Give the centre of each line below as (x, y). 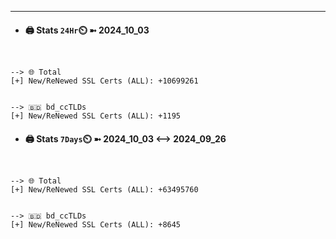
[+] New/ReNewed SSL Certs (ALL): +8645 (96, 225)
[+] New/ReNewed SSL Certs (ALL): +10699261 (104, 81)
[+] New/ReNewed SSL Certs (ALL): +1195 (96, 116)
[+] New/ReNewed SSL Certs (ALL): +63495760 (104, 190)
